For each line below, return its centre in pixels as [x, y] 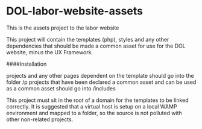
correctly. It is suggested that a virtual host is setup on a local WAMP [92, 106]
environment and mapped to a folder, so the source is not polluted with [94, 113]
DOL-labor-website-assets [75, 11]
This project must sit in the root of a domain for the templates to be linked [97, 100]
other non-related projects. [40, 119]
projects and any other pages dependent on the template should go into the [100, 75]
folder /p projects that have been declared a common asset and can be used [101, 82]
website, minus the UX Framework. [50, 52]
